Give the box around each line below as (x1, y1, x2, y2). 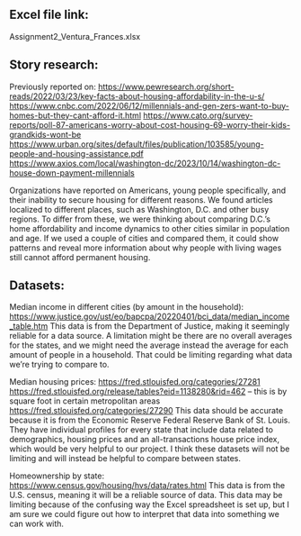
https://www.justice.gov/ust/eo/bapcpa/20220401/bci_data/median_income (9, 311, 290, 323)
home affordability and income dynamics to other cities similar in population (9, 223, 290, 233)
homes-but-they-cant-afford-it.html (9, 110, 142, 121)
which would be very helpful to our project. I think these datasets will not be (9, 443, 290, 454)
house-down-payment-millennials (9, 167, 135, 178)
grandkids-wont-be (9, 129, 82, 140)
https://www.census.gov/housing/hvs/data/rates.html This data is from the (9, 480, 286, 491)
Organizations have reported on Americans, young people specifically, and (9, 185, 287, 195)
